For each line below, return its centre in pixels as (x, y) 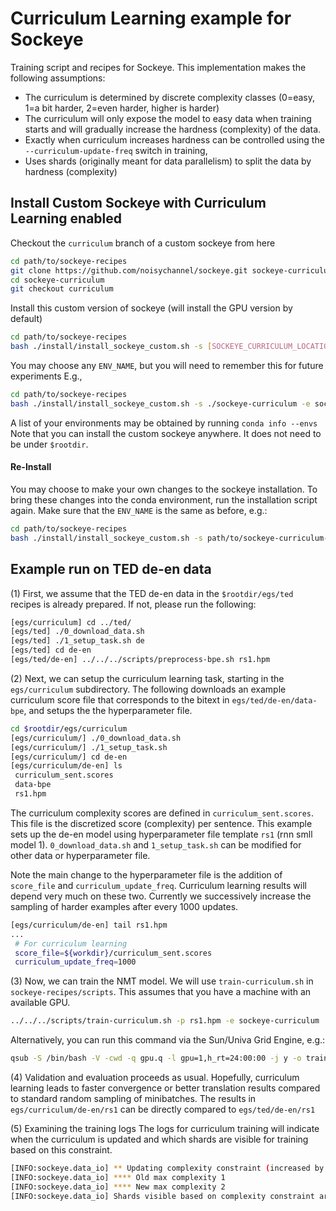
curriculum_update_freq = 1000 (75, 962)
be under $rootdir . (49, 444)
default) (26, 319)
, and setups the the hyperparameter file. (108, 710)
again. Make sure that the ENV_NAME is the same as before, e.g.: (139, 510)
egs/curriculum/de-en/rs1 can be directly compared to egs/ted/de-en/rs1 (163, 1109)
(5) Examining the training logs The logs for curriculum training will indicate (165, 1129)
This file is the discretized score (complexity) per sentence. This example (161, 823)
